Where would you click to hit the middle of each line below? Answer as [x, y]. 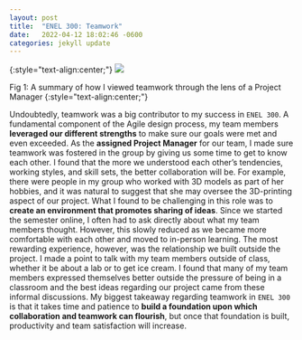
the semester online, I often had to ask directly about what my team [134, 220]
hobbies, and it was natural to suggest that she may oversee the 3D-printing [151, 192]
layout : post [34, 18]
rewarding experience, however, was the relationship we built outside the [145, 249]
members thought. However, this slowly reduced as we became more [138, 230]
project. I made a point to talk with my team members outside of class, [140, 259]
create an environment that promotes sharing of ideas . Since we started [146, 211]
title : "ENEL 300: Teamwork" [66, 26]
